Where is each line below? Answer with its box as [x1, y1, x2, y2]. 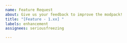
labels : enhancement [5, 21, 49, 26]
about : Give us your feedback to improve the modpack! [5, 12, 123, 17]
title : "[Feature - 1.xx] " [5, 16, 65, 21]
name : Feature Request [5, 7, 53, 12]
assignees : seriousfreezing [5, 26, 65, 31]
